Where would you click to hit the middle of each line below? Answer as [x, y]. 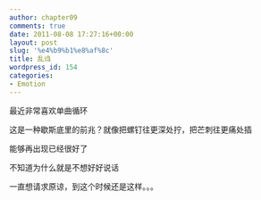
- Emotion [28, 84]
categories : [31, 76]
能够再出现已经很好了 [48, 148]
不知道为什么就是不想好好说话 [64, 167]
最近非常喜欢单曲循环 [48, 110]
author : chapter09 [43, 17]
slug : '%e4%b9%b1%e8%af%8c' [62, 51]
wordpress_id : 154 [43, 68]
